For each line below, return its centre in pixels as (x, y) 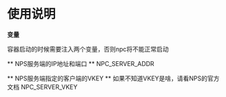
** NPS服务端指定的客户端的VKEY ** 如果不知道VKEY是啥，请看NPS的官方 (113, 78)
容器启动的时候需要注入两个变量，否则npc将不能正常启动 (88, 49)
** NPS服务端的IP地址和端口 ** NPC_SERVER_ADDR (81, 63)
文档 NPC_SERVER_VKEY (42, 87)
